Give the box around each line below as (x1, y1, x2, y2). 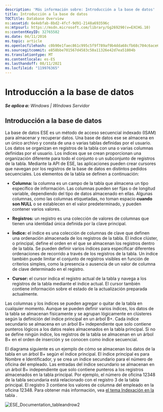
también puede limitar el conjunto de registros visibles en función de (12, 256, 149, 262)
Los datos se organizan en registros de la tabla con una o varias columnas (5, 145, 154, 151)
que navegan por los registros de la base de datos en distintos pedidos (5, 165, 147, 171)
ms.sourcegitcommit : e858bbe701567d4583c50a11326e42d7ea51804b (5, 48, 136, 52)
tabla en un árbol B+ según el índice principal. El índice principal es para (5, 351, 149, 357)
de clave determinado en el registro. (12, 266, 85, 272)
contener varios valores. (12, 206, 61, 212)
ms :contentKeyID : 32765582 (5, 30, 60, 34)
